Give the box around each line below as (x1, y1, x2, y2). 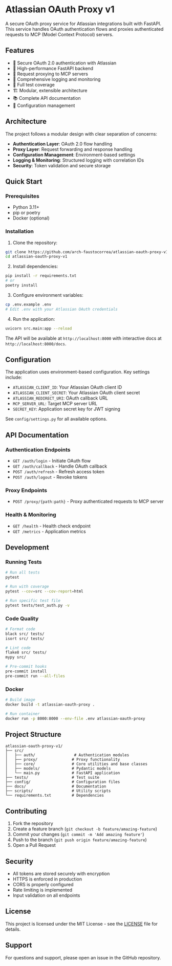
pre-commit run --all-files (5, 673, 66, 678)
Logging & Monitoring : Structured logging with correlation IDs (12, 157, 144, 163)
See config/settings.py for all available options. (5, 416, 107, 422)
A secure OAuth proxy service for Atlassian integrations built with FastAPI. (5, 20, 161, 27)
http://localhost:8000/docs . (5, 340, 67, 346)
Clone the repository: (12, 239, 58, 246)
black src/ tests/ (5, 631, 45, 636)
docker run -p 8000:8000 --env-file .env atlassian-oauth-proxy (5, 716, 145, 721)
